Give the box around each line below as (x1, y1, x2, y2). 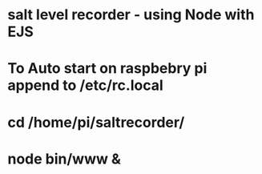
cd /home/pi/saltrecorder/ (7, 113, 185, 132)
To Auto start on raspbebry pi (7, 59, 208, 78)
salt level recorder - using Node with (7, 6, 255, 24)
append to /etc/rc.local (7, 76, 163, 95)
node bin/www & (7, 150, 121, 168)
